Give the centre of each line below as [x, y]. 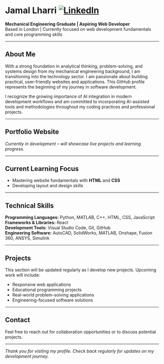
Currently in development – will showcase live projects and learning [73, 144]
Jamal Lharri [31, 11]
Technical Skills [30, 205]
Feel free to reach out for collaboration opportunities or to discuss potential [81, 332]
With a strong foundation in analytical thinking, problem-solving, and [74, 66]
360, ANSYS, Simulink [27, 238]
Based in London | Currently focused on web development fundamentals [78, 29]
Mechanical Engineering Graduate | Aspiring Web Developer [68, 24]
